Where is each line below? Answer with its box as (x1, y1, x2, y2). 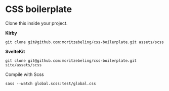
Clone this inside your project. (5, 20, 68, 26)
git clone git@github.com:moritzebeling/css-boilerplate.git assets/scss (5, 39, 164, 45)
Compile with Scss (5, 71, 44, 77)
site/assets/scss (5, 62, 42, 67)
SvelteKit (5, 48, 25, 54)
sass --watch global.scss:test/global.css (5, 81, 96, 86)
